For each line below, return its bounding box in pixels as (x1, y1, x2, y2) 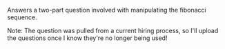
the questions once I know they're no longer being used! (7, 34, 168, 42)
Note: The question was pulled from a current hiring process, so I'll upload (7, 27, 219, 35)
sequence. (7, 13, 38, 21)
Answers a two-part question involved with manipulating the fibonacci (7, 6, 206, 14)
